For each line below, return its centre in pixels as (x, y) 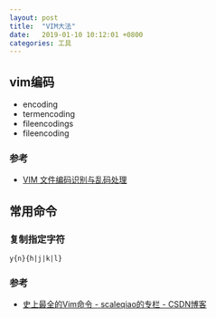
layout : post (34, 18)
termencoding (48, 114)
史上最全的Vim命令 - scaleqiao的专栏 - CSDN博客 (114, 304)
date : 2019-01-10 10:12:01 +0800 (76, 34)
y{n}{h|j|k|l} (36, 259)
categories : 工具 (41, 43)
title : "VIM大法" (42, 26)
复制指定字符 (38, 239)
